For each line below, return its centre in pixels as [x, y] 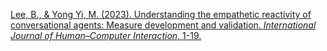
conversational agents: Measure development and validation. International [163, 25]
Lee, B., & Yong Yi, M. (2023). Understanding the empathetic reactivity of [161, 14]
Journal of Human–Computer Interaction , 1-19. [106, 35]
